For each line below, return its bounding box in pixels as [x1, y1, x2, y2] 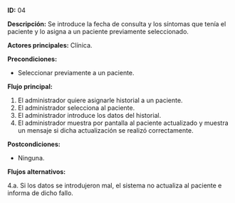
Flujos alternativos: [7, 168, 66, 176]
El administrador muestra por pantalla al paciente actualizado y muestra [17, 119, 229, 127]
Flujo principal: [7, 82, 53, 91]
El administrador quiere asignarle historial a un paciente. [17, 96, 183, 104]
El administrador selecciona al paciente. [17, 104, 135, 112]
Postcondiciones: [7, 140, 61, 148]
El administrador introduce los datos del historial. [17, 111, 162, 119]
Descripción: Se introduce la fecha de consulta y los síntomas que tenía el [7, 20, 226, 28]
